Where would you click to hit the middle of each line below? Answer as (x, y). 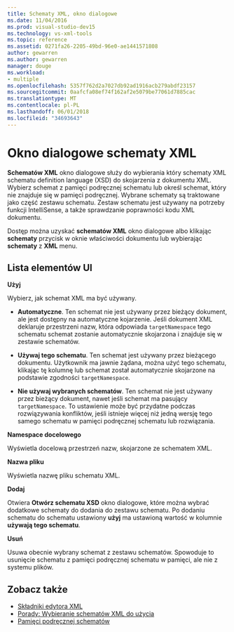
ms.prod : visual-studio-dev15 (51, 27)
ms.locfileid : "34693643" (45, 118)
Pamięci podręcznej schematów (63, 621)
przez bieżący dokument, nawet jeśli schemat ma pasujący (102, 399)
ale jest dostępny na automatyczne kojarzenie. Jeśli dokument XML (115, 320)
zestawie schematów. (49, 342)
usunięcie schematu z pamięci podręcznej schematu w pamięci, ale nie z (113, 560)
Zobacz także (37, 590)
